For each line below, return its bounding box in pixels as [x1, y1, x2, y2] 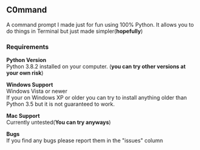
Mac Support [6, 112, 40, 120]
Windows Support [6, 81, 53, 89]
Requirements [6, 43, 49, 51]
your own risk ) [6, 69, 44, 77]
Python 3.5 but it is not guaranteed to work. [6, 100, 116, 108]
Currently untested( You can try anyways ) [6, 118, 111, 126]
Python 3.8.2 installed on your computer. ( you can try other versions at [6, 63, 186, 70]
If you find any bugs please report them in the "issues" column [6, 137, 164, 145]
